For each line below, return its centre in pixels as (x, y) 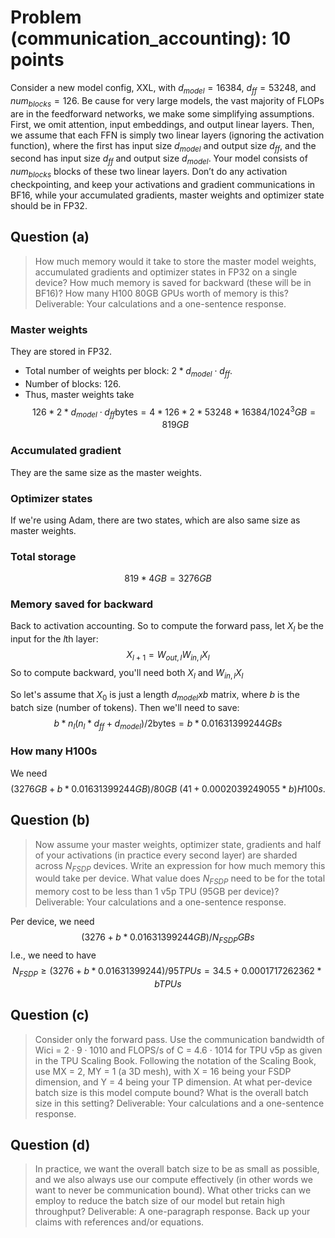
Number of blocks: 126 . (73, 383)
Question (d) (50, 1144)
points (37, 60)
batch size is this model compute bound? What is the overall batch (171, 1092)
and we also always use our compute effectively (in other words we (173, 1180)
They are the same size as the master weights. (106, 472)
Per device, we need (52, 922)
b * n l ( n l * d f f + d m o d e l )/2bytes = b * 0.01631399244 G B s (168, 724)
